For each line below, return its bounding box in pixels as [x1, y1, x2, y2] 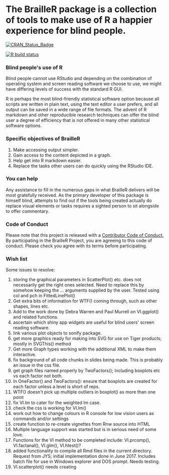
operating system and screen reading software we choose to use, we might [6, 81, 162, 87]
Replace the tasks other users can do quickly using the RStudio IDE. [13, 163, 153, 169]
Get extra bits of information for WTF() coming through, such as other [13, 298, 157, 304]
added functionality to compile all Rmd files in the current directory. [13, 448, 152, 454]
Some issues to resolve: [6, 267, 55, 273]
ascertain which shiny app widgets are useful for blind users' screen [13, 319, 154, 325]
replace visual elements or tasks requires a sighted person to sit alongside [6, 202, 159, 209]
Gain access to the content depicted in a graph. [13, 152, 112, 158]
